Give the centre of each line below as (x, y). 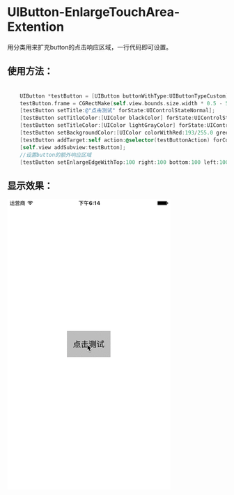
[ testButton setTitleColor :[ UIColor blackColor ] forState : (107, 118)
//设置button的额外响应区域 (56, 155)
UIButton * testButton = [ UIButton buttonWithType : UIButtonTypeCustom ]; (126, 96)
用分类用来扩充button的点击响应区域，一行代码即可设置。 (90, 47)
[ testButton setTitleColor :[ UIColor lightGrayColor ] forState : (114, 125)
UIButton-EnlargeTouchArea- (94, 12)
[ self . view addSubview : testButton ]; (73, 147)
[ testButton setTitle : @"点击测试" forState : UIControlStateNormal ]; (118, 111)
